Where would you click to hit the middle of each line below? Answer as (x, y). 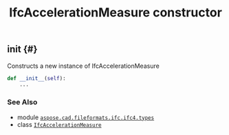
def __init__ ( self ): (37, 78)
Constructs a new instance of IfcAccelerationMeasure (83, 66)
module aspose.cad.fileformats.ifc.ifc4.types (86, 117)
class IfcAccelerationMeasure (59, 124)
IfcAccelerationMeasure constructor (116, 13)
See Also (22, 102)
